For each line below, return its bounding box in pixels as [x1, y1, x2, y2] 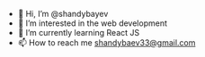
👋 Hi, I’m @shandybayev [17, 9, 109, 19]
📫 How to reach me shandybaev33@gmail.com [17, 37, 196, 48]
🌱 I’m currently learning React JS [17, 28, 140, 37]
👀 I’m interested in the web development [17, 18, 168, 28]
